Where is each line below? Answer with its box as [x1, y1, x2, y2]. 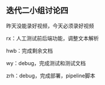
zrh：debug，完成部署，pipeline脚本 [6, 72, 96, 79]
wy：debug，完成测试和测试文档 [6, 59, 86, 66]
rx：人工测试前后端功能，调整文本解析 [6, 35, 99, 42]
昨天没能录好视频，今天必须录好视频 [6, 22, 94, 29]
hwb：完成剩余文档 [6, 47, 53, 54]
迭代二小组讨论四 [6, 5, 68, 16]
